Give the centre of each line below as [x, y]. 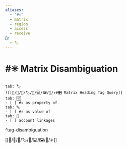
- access [19, 29]
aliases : [14, 10]
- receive [20, 33]
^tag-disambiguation [26, 130]
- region [19, 24]
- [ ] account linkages [30, 120]
